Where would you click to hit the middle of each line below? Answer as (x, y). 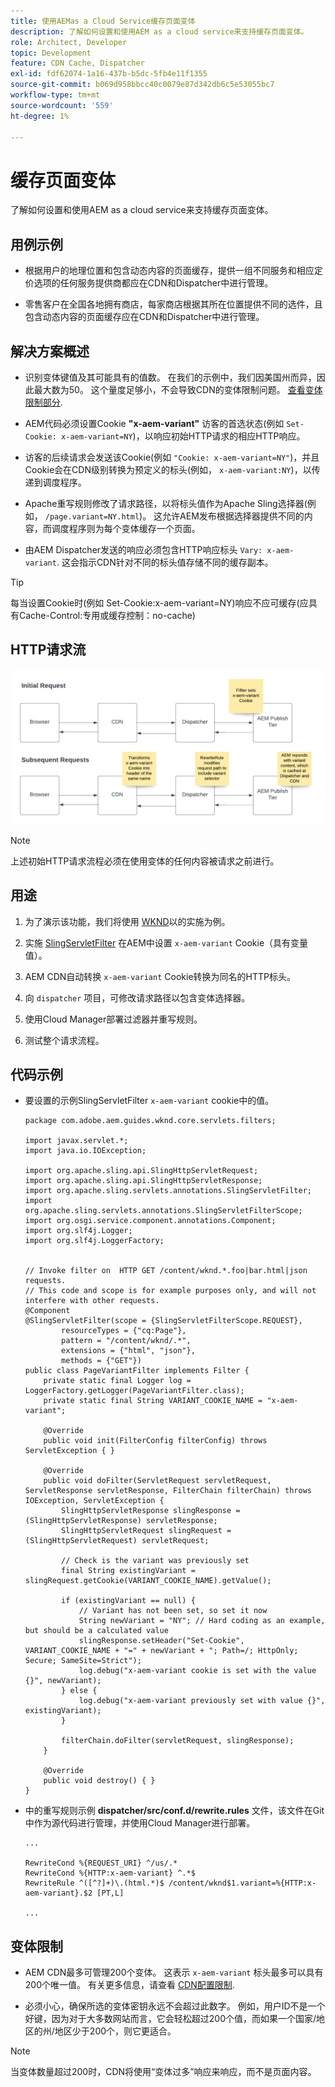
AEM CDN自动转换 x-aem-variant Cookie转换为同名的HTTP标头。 (160, 976)
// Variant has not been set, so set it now (173, 1611)
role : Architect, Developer (69, 42)
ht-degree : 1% (40, 116)
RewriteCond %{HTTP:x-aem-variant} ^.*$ (110, 1873)
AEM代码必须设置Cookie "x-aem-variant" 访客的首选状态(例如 (154, 423)
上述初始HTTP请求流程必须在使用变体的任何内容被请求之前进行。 (145, 861)
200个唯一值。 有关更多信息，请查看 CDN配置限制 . (129, 1985)
